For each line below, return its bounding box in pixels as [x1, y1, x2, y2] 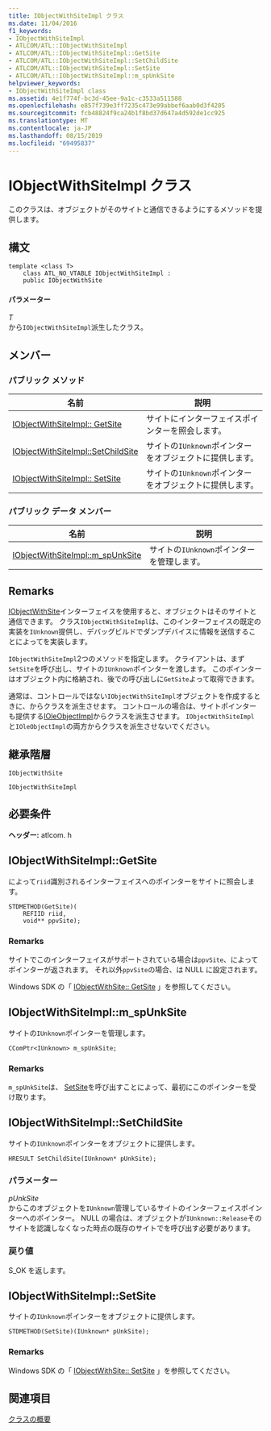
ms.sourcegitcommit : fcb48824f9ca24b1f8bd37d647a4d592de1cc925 [8, 110, 226, 118]
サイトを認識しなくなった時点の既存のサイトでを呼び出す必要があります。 [8, 1223, 256, 1233]
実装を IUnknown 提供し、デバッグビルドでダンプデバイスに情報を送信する [8, 626, 249, 637]
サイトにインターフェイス [146, 413, 243, 424]
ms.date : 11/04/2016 [8, 19, 78, 27]
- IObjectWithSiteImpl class [8, 86, 106, 95]
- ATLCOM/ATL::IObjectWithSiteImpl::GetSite [8, 49, 161, 57]
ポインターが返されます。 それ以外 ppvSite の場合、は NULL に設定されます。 [8, 964, 262, 974]
